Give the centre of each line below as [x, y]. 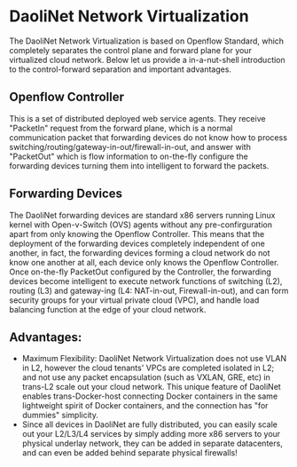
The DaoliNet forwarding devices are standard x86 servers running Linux [142, 215]
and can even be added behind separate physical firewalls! [129, 453]
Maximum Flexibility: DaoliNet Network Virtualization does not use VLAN [154, 359]
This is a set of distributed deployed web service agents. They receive [137, 118]
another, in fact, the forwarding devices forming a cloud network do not [140, 253]
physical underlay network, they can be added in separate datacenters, [152, 443]
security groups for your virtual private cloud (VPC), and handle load [134, 300]
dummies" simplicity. [60, 416]
